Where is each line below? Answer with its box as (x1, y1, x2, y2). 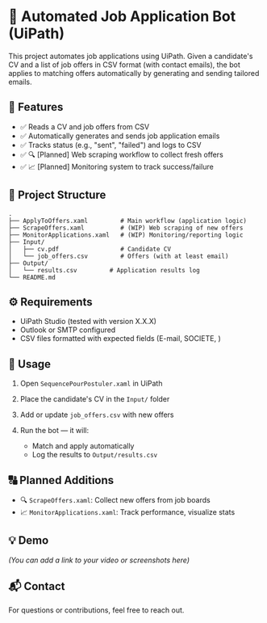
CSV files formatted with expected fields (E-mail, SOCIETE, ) (19, 334, 221, 343)
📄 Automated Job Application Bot (8, 7, 236, 26)
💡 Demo (8, 533, 49, 548)
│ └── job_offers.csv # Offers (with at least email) (8, 252, 229, 260)
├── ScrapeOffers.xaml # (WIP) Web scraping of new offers (8, 224, 244, 232)
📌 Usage (8, 357, 51, 371)
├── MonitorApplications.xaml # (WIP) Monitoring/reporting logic (8, 230, 244, 239)
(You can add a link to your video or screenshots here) (8, 555, 190, 565)
